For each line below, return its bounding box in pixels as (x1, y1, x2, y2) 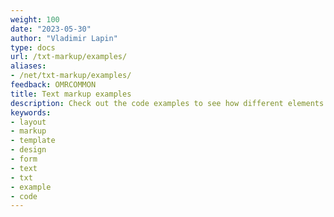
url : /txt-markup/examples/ (10, 52, 128, 62)
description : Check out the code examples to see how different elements (10, 98, 325, 108)
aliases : (10, 61, 47, 71)
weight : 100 (10, 14, 60, 25)
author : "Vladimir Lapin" (10, 33, 118, 43)
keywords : (10, 107, 52, 118)
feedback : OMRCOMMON (10, 80, 97, 90)
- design (10, 145, 47, 155)
